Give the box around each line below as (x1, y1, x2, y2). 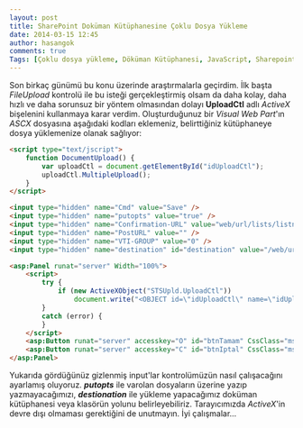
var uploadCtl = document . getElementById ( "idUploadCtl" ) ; (41, 161, 264, 171)
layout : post (9, 13, 59, 23)
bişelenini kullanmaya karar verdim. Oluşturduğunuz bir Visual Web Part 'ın (9, 109, 286, 119)
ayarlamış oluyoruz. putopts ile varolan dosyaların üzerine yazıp (9, 379, 248, 390)
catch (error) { (41, 312, 103, 321)
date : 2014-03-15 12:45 (9, 30, 99, 39)
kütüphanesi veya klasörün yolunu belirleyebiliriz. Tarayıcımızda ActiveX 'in (9, 398, 286, 409)
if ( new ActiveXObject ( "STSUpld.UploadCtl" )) (57, 287, 232, 296)
